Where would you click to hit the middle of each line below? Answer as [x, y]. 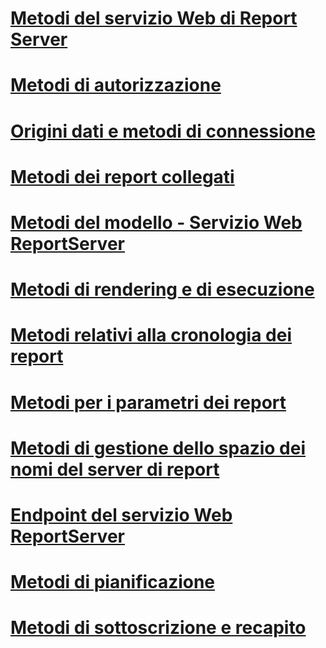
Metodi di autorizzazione [116, 85]
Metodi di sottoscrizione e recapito [158, 628]
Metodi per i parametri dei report [148, 402]
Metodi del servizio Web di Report [154, 18]
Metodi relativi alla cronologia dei [151, 335]
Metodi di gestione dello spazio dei [158, 448]
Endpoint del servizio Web [121, 514]
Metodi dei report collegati [122, 176]
